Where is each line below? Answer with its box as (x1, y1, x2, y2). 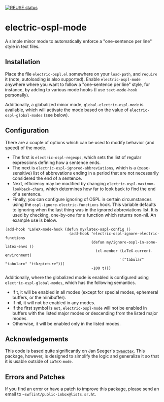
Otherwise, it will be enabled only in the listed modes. (12, 321, 121, 326)
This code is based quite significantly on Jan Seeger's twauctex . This (5, 348, 145, 354)
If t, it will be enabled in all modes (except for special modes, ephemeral (12, 289, 159, 295)
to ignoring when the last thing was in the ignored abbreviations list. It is (12, 206, 159, 212)
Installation (5, 58, 40, 66)
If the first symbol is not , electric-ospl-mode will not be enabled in (12, 305, 147, 311)
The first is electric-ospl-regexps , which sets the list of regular (12, 154, 142, 160)
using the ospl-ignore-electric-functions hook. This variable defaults (12, 201, 156, 207)
